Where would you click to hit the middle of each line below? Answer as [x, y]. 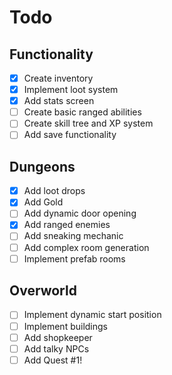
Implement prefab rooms [74, 258]
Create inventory [58, 78]
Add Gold [43, 202]
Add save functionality [70, 135]
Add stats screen [59, 101]
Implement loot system [71, 90]
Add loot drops [54, 191]
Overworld [43, 291]
